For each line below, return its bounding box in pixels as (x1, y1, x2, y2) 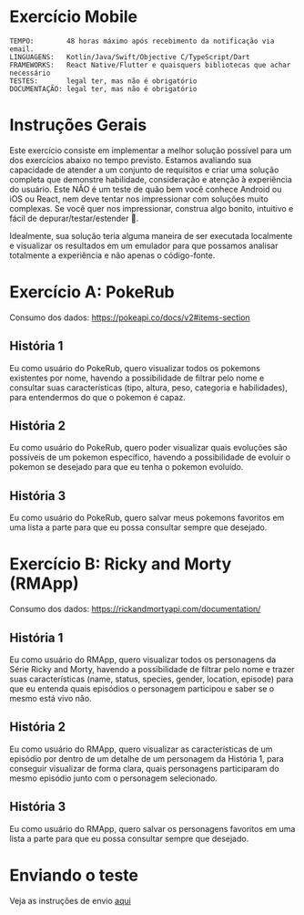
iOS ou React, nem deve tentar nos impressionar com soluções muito (9, 193, 269, 204)
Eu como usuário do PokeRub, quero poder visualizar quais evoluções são (9, 442, 289, 453)
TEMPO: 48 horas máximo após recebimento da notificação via (9, 36, 275, 46)
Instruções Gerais (9, 115, 147, 136)
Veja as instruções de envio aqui (9, 895, 132, 906)
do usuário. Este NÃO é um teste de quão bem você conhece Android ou (9, 183, 282, 194)
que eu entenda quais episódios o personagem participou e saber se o (9, 683, 275, 694)
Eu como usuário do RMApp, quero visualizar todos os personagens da (9, 654, 277, 665)
